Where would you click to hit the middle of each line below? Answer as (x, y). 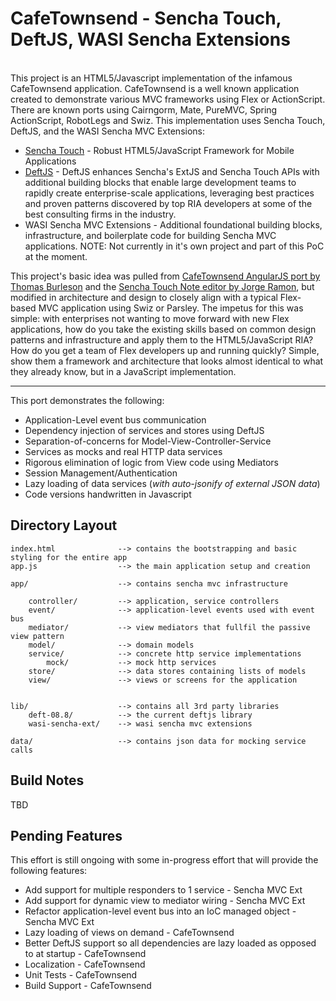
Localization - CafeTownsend (85, 964)
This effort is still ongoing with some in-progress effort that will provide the (164, 860)
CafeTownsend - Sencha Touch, (146, 18)
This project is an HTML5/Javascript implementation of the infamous (151, 78)
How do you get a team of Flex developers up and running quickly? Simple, (165, 350)
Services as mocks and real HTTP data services (123, 451)
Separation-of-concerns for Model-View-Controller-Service (148, 441)
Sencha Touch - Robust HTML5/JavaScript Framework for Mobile (159, 150)
